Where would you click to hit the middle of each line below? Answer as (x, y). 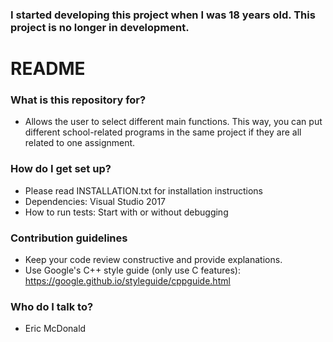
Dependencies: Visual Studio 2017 (95, 201)
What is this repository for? (78, 100)
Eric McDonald (55, 329)
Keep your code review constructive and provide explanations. (153, 259)
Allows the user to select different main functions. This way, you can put (173, 122)
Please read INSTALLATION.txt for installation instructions (143, 190)
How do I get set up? (61, 169)
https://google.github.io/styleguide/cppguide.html (127, 281)
